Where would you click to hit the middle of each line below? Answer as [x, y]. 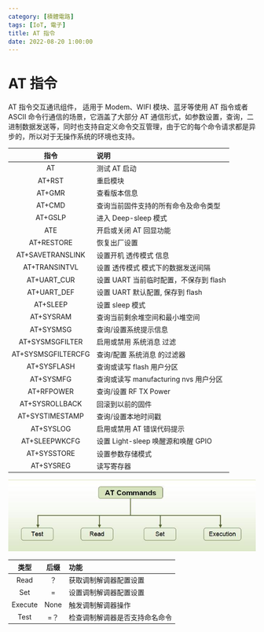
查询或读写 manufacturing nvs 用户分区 [160, 379]
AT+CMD [51, 205]
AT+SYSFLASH [51, 366]
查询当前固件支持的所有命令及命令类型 [159, 205]
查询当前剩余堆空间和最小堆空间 [148, 317]
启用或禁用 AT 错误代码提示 [141, 429]
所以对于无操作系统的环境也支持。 [84, 137]
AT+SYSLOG [51, 428]
